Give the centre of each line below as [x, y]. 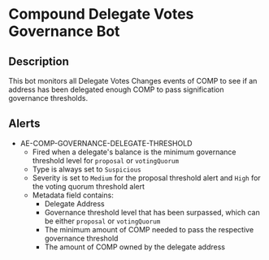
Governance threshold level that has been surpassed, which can [152, 212]
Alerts [24, 124]
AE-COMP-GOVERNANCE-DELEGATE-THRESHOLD [106, 143]
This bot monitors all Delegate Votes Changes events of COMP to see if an [133, 81]
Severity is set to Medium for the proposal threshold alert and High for [147, 178]
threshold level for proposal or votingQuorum [106, 160]
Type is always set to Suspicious [87, 169]
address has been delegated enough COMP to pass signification [117, 89]
